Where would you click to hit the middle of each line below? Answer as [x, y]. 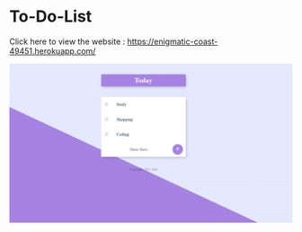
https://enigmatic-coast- [173, 41]
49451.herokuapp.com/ [53, 50]
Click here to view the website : [67, 41]
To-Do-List [51, 17]
